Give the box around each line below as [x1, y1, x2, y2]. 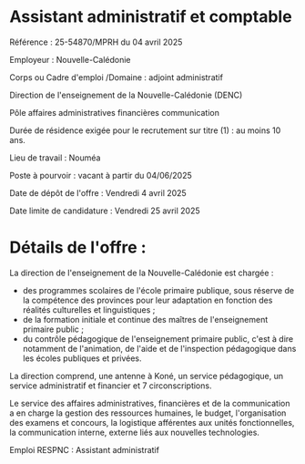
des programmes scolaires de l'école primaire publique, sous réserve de [22, 284, 294, 295]
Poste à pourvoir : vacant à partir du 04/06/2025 [9, 170, 193, 180]
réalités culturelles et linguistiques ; [22, 304, 156, 315]
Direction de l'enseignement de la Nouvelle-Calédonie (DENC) [9, 89, 243, 100]
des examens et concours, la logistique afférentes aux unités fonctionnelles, [9, 417, 295, 428]
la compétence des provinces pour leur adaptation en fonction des [22, 294, 273, 305]
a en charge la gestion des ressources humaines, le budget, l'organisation [9, 407, 287, 418]
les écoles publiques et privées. [22, 353, 143, 364]
